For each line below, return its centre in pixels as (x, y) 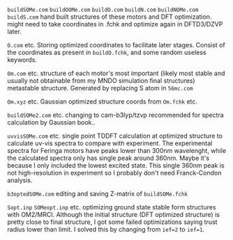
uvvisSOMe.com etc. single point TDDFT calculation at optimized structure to (115, 136)
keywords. (22, 60)
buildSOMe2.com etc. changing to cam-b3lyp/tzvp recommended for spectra (116, 115)
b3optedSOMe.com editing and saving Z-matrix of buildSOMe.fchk (98, 194)
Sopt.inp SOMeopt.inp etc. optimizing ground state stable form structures (112, 207)
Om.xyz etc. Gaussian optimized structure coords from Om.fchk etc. (102, 102)
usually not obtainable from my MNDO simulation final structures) (101, 81)
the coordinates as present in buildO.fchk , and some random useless (107, 52)
